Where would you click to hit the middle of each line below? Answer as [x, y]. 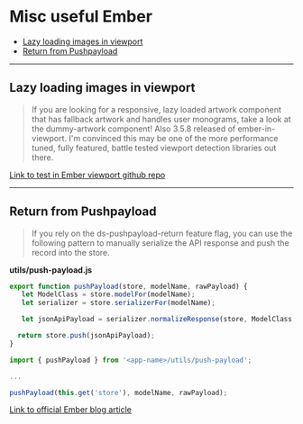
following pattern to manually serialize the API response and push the [161, 243]
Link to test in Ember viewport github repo [87, 175]
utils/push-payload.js [51, 270]
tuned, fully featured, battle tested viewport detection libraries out [154, 148]
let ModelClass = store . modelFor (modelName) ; [108, 294]
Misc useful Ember [81, 17]
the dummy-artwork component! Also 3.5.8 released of [133, 129]
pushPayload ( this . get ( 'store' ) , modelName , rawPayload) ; [119, 392]
